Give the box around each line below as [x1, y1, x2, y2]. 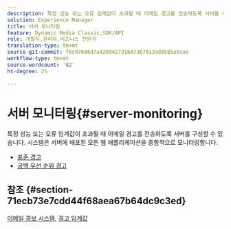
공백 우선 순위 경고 [16, 161, 67, 170]
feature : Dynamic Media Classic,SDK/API [7, 29, 125, 37]
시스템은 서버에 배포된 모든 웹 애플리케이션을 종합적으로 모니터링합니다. [27, 139, 219, 147]
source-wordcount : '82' [7, 61, 76, 68]
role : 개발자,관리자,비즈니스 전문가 [7, 36, 96, 43]
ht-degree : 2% [7, 68, 48, 74]
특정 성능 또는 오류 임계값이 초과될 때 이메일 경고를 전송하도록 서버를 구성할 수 [7, 130, 217, 138]
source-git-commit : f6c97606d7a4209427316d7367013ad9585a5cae [7, 49, 189, 56]
